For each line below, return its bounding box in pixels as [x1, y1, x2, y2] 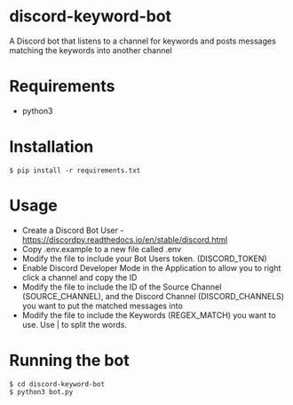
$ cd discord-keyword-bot [9, 379, 105, 388]
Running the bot [9, 350, 131, 370]
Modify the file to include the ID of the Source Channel [21, 282, 222, 292]
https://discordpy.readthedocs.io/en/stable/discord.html [21, 234, 228, 245]
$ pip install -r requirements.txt [9, 166, 141, 175]
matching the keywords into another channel [9, 44, 173, 55]
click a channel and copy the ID [21, 272, 138, 282]
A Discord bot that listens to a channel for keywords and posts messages [9, 36, 277, 46]
